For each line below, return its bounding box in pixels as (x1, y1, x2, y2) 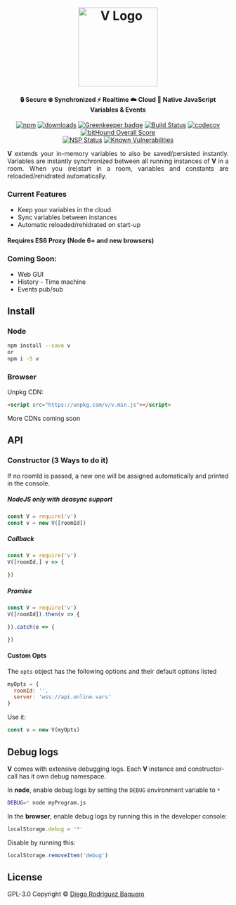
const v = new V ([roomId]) (7, 519, 86, 526)
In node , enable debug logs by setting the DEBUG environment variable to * (7, 786, 221, 794)
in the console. (7, 478, 51, 488)
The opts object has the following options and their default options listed (7, 667, 217, 675)
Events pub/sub (17, 285, 63, 293)
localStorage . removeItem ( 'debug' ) (7, 852, 109, 859)
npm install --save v (7, 342, 71, 349)
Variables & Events (90, 105, 146, 114)
